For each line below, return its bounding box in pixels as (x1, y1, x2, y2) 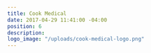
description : (7, 29, 45, 36)
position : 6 (7, 23, 42, 30)
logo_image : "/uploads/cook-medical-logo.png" (7, 36, 145, 43)
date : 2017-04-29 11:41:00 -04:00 (7, 17, 108, 23)
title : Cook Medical (7, 10, 67, 17)
